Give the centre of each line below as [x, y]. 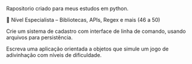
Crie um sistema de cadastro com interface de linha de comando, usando [96, 31]
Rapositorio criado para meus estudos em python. [67, 9]
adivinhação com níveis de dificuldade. [54, 55]
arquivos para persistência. [40, 37]
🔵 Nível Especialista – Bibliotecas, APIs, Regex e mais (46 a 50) [83, 20]
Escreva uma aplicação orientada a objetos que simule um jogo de [87, 49]
